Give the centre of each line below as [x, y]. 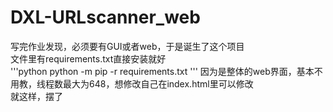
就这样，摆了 [36, 96]
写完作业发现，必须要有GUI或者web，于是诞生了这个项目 [127, 46]
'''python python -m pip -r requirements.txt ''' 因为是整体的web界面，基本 [162, 71]
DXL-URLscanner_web [105, 17]
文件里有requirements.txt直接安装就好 [88, 58]
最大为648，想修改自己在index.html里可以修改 [158, 83]
